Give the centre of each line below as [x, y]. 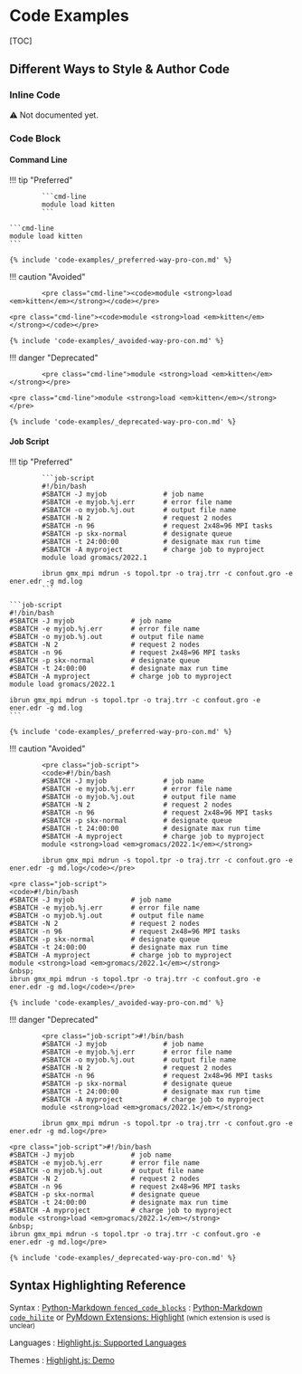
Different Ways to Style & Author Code [120, 69]
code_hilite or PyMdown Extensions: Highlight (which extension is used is [140, 1317]
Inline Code [35, 95]
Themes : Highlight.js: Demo [62, 1360]
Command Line [38, 160]
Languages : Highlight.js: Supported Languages [98, 1342]
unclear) [23, 1326]
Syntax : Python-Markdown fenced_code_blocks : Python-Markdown [136, 1307]
